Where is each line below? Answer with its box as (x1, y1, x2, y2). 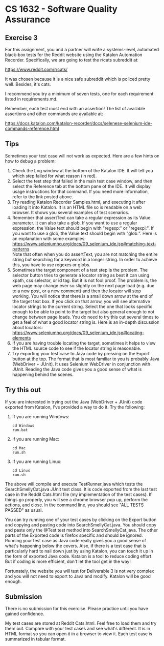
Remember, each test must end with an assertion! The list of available (5, 106, 145, 111)
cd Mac (12, 445, 26, 451)
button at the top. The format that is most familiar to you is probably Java (12, 356, 160, 362)
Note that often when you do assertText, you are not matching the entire (12, 251, 158, 257)
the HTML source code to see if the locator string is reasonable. (12, 345, 141, 351)
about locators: (12, 324, 43, 330)
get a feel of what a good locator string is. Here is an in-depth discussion (12, 319, 160, 325)
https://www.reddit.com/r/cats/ (5, 66, 68, 72)
